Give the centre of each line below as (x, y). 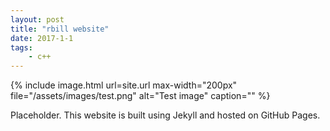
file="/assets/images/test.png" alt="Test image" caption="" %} (140, 96)
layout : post (37, 19)
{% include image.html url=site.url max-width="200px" (124, 85)
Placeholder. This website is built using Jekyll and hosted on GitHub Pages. (165, 115)
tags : (21, 47)
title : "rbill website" (60, 29)
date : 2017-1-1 (42, 38)
